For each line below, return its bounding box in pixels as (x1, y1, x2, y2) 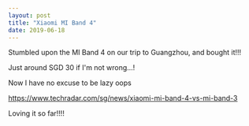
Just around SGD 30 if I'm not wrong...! (8, 63, 136, 72)
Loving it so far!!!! (8, 109, 65, 118)
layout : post (8, 11, 51, 20)
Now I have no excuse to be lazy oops (8, 78, 132, 87)
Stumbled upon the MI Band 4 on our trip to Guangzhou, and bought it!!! (8, 48, 242, 57)
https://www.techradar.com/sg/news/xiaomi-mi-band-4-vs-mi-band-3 (8, 94, 238, 103)
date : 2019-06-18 (8, 26, 65, 34)
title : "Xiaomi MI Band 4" (8, 19, 97, 27)
